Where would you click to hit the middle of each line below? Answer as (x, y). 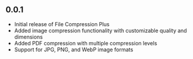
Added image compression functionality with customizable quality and (100, 30)
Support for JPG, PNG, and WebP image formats (74, 49)
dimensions (28, 37)
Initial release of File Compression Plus (62, 24)
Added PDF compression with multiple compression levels (85, 43)
